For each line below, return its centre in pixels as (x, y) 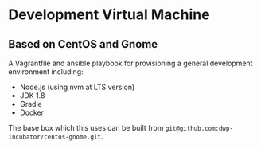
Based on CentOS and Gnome (83, 44)
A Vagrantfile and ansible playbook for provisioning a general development (130, 63)
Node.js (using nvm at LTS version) (77, 87)
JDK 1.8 (32, 96)
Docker (32, 112)
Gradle (31, 104)
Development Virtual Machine (109, 15)
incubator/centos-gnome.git (55, 137)
